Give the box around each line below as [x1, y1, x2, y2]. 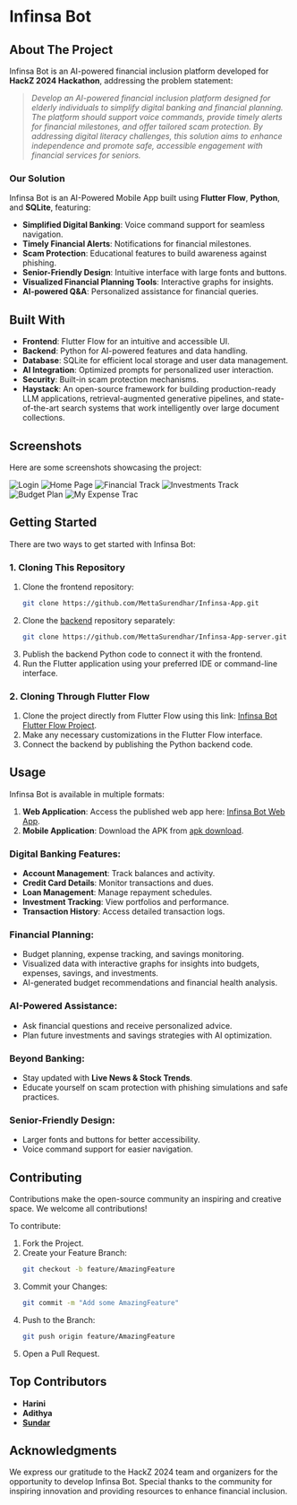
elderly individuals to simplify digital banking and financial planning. [30, 102, 284, 113]
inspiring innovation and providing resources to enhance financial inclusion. [9, 1486, 288, 1497]
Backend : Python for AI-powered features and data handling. [21, 345, 249, 356]
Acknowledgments [9, 1443, 118, 1458]
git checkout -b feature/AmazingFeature [21, 1265, 175, 1274]
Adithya [21, 1407, 53, 1418]
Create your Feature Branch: [21, 1248, 127, 1258]
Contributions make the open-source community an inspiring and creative [9, 1194, 282, 1205]
